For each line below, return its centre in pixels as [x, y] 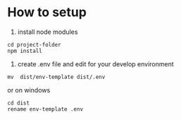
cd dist [19, 103]
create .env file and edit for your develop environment [95, 64]
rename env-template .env [45, 109]
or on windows [29, 90]
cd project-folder [34, 44]
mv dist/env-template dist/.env [56, 77]
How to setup [47, 12]
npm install [25, 51]
